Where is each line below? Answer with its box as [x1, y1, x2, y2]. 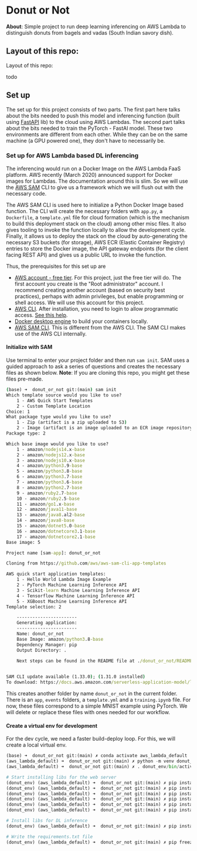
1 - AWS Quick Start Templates [16, 398, 93, 403]
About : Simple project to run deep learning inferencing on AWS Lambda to [6, 23, 186, 30]
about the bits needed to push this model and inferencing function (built [6, 112, 180, 119]
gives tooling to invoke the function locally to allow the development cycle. [6, 226, 186, 233]
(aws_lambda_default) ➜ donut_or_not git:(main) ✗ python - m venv [6, 758, 175, 764]
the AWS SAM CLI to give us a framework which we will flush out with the [6, 183, 184, 191]
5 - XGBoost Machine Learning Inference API [16, 598, 127, 604]
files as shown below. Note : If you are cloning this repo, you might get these [6, 369, 190, 376]
